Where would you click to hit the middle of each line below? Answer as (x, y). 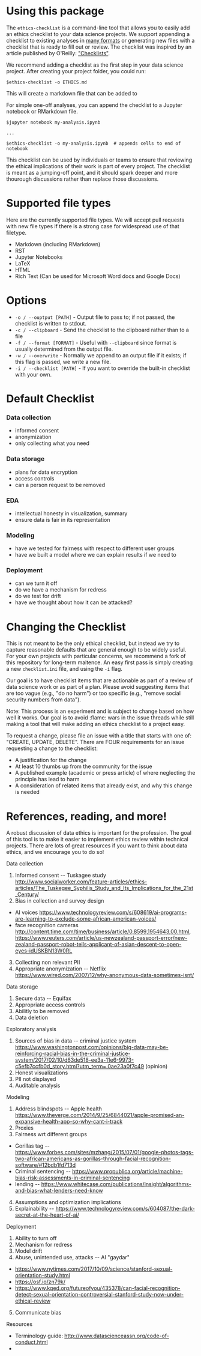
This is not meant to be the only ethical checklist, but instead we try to (93, 643)
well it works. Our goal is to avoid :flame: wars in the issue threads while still (100, 718)
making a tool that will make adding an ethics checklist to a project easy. (96, 724)
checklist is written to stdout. (51, 323)
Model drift (28, 1251)
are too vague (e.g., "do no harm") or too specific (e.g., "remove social (94, 693)
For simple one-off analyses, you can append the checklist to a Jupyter (94, 105)
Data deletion (31, 1018)
